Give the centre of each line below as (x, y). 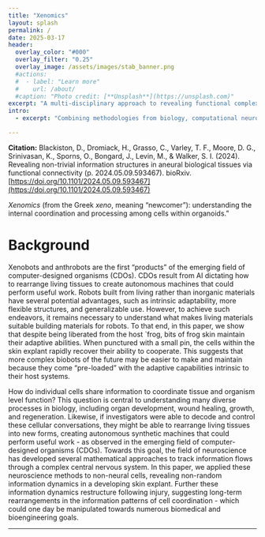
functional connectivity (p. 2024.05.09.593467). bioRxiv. (100, 173)
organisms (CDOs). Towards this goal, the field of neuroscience (144, 450)
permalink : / (30, 30)
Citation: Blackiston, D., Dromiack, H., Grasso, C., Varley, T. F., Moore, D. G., (132, 148)
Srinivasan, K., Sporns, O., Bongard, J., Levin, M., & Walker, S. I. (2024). (124, 156)
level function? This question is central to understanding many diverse (122, 400)
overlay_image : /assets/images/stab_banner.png (95, 67)
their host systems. (39, 376)
